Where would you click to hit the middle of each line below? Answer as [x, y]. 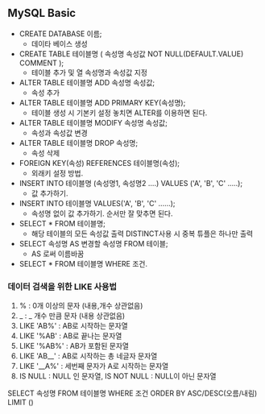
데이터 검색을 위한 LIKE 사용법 [62, 287]
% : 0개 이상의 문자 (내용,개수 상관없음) [81, 306]
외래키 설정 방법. [57, 173]
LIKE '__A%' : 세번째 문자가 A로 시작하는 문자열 [94, 366]
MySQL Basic [42, 13]
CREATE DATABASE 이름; [60, 33]
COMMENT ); [41, 63]
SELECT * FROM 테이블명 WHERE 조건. [83, 263]
